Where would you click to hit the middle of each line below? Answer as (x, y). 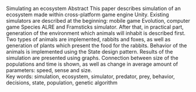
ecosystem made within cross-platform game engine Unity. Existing (88, 15)
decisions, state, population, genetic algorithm (62, 83)
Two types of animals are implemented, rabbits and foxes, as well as (88, 39)
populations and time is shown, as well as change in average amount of (92, 64)
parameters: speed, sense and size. (49, 70)
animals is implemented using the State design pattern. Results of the (90, 52)
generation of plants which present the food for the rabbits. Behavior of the (97, 45)
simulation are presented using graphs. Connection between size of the (92, 58)
